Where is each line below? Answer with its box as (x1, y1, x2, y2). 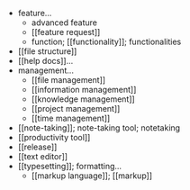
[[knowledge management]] (31, 94, 135, 104)
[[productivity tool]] (17, 132, 91, 142)
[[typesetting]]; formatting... (17, 161, 122, 171)
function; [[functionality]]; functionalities (31, 36, 182, 47)
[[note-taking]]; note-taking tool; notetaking (17, 122, 181, 133)
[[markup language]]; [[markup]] (31, 170, 153, 181)
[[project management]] (31, 104, 121, 113)
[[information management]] (31, 85, 137, 95)
